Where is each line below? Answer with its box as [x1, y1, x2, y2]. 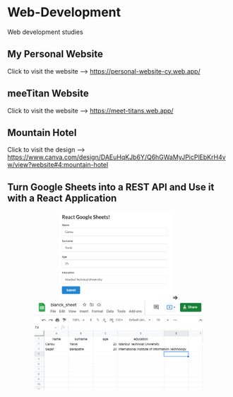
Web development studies [7, 28, 83, 36]
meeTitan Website [7, 88, 90, 100]
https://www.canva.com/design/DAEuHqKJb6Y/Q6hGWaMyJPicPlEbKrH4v [7, 153, 226, 161]
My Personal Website [7, 48, 104, 60]
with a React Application [7, 192, 117, 204]
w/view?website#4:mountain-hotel [7, 161, 109, 169]
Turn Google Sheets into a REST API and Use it [7, 181, 215, 193]
